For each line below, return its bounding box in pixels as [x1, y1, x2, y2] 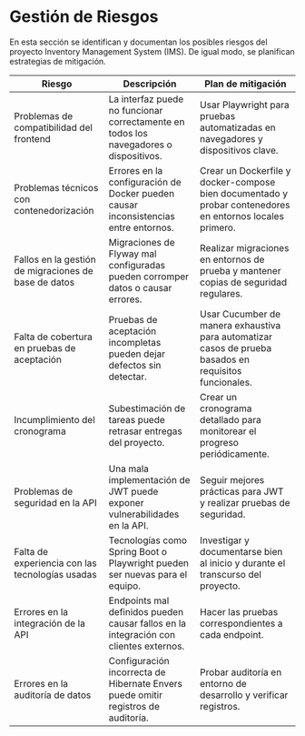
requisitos [199, 364, 242, 377]
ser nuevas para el [108, 568, 188, 580]
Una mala [108, 462, 150, 475]
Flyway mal [108, 247, 157, 260]
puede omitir [108, 689, 163, 701]
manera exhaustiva [199, 318, 281, 331]
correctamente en [108, 116, 185, 128]
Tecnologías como [108, 534, 188, 547]
